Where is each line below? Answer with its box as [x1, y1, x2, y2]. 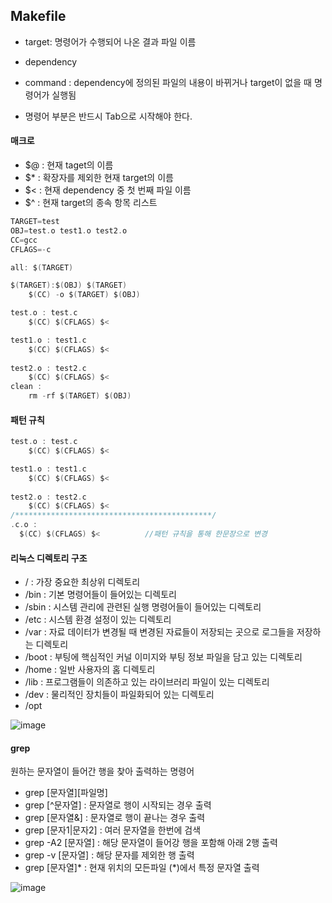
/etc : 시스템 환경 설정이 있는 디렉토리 [24, 614, 172, 626]
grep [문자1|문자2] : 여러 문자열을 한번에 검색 [24, 824, 202, 836]
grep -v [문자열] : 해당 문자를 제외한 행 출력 [24, 849, 195, 861]
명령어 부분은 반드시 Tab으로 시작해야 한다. [24, 110, 193, 122]
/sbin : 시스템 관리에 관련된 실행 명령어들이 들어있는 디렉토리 [24, 601, 262, 613]
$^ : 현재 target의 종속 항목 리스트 [24, 197, 158, 209]
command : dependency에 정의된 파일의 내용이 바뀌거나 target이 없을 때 [24, 76, 312, 88]
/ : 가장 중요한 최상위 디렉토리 [24, 576, 141, 588]
